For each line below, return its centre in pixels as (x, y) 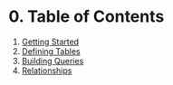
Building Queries (53, 61)
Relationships (47, 71)
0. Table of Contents (86, 17)
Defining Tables (51, 51)
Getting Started (50, 42)
